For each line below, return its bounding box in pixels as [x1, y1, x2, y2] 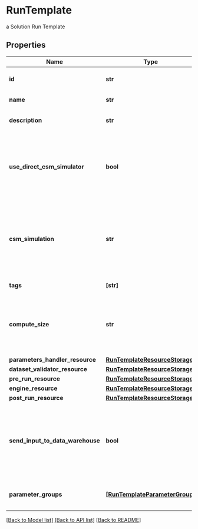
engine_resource [9, 384, 58, 392]
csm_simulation [9, 234, 55, 243]
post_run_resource [9, 394, 64, 402]
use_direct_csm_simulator [9, 163, 84, 171]
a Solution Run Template [6, 23, 65, 30]
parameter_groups [9, 490, 62, 498]
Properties [6, 40, 46, 50]
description [9, 116, 42, 124]
